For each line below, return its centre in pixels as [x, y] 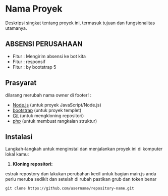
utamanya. [16, 28]
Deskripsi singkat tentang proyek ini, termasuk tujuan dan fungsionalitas [80, 23]
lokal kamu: [17, 154]
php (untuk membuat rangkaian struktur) [55, 121]
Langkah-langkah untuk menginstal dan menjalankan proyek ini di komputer [84, 149]
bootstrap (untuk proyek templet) [47, 110]
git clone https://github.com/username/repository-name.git [70, 188]
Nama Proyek [34, 9]
